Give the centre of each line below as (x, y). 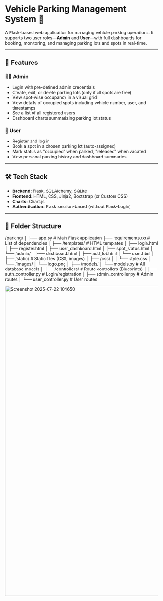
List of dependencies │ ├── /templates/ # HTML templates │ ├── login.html (81, 243)
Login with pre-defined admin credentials (53, 87)
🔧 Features (22, 63)
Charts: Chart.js (28, 201)
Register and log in (31, 141)
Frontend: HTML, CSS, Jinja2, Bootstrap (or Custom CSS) (70, 196)
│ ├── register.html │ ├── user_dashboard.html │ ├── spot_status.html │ (79, 248)
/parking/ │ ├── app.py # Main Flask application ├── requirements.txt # (78, 238)
